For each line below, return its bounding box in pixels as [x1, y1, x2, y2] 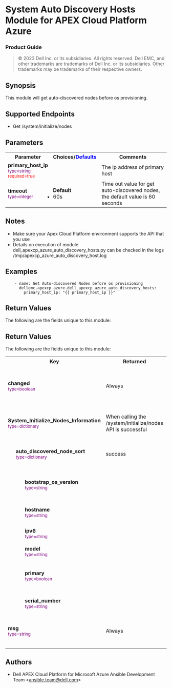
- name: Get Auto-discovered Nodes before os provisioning [14, 281, 143, 286]
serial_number [25, 597, 61, 604]
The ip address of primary [101, 163, 164, 170]
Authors [5, 658, 32, 666]
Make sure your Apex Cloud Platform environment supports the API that [12, 230, 164, 237]
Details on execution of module [12, 241, 79, 247]
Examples [5, 267, 37, 276]
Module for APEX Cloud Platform [5, 14, 147, 26]
